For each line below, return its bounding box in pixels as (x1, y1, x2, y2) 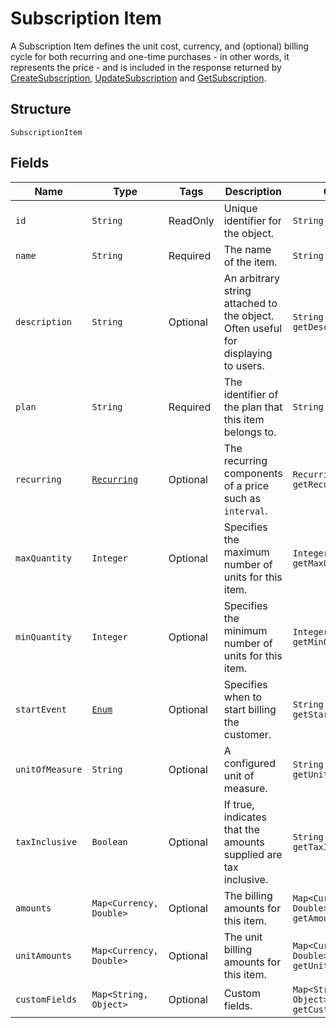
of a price (223, 478, 270, 492)
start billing (223, 702, 277, 716)
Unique (223, 201, 258, 215)
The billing (223, 888, 273, 902)
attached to (223, 296, 278, 310)
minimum (223, 623, 268, 637)
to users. (223, 358, 265, 372)
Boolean (91, 836, 128, 847)
